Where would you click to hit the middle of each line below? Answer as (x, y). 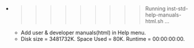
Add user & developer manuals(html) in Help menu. (83, 33)
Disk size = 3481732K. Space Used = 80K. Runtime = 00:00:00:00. (103, 39)
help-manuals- (163, 15)
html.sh (154, 21)
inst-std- (177, 9)
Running (155, 9)
